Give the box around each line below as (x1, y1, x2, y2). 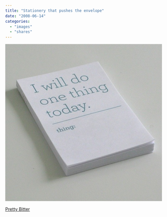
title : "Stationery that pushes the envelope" (5, 8, 104, 13)
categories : (5, 19, 30, 24)
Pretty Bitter (5, 206, 30, 212)
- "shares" (10, 29, 33, 35)
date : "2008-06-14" (5, 13, 46, 19)
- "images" (10, 24, 33, 29)
